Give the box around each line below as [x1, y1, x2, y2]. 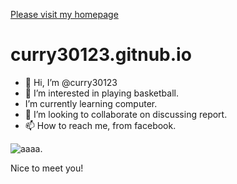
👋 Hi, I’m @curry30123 [24, 76, 118, 88]
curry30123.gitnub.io [10, 44, 192, 66]
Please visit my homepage [10, 9, 119, 20]
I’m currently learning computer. [24, 97, 158, 109]
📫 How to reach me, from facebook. [24, 119, 177, 131]
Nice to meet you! [10, 162, 84, 174]
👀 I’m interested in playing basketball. [24, 87, 179, 99]
